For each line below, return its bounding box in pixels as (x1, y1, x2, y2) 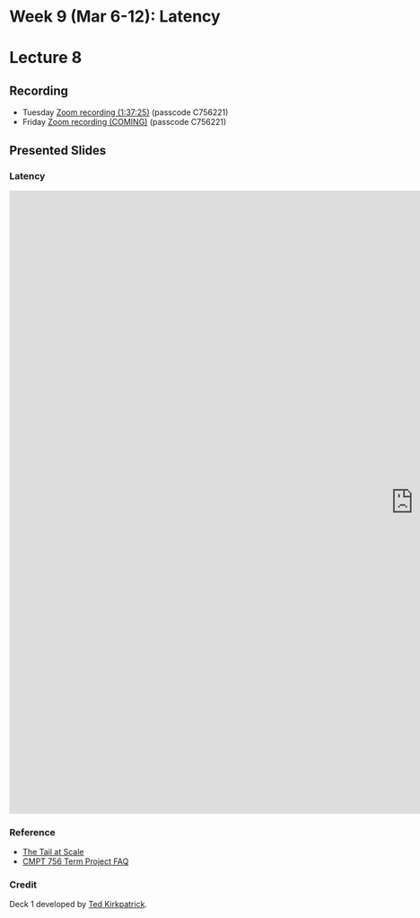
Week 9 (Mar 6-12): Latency (9, 6, 222, 27)
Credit (9, 878, 38, 891)
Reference (9, 825, 56, 838)
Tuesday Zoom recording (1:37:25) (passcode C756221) (22, 107, 229, 118)
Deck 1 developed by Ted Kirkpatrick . (9, 899, 148, 910)
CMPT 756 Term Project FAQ (22, 856, 129, 867)
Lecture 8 (9, 48, 83, 68)
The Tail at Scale (22, 847, 84, 858)
